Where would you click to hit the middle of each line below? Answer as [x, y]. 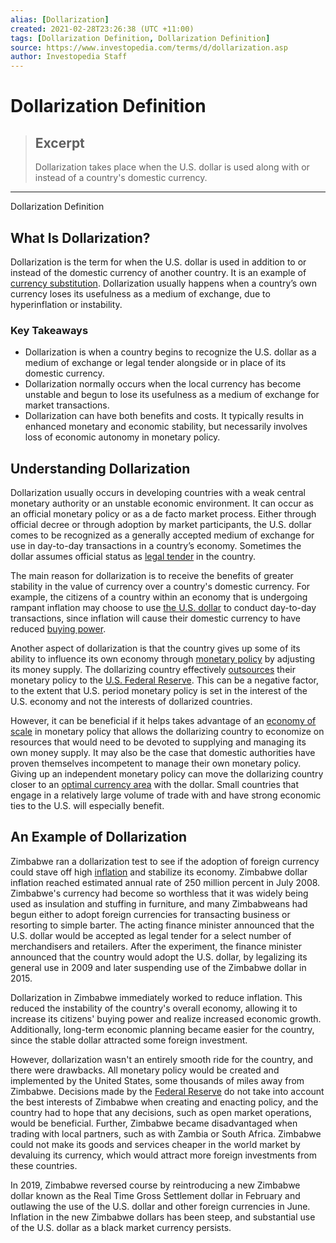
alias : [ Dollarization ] [60, 19]
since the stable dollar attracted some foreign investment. [129, 1040]
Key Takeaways [49, 330]
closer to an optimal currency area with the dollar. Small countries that [155, 785]
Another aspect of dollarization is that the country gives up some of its [155, 648]
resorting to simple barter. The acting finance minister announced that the [162, 925]
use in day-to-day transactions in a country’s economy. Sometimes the [156, 546]
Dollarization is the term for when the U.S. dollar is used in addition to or [158, 262]
